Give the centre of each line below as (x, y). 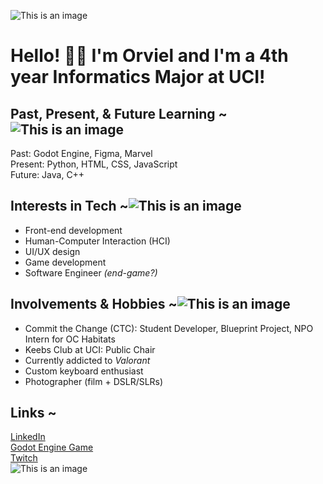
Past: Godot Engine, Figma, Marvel (81, 153)
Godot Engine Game (52, 447)
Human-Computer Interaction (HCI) (97, 241)
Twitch (24, 458)
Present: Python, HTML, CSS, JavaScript (94, 164)
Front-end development (73, 230)
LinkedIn (28, 437)
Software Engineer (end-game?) (91, 272)
